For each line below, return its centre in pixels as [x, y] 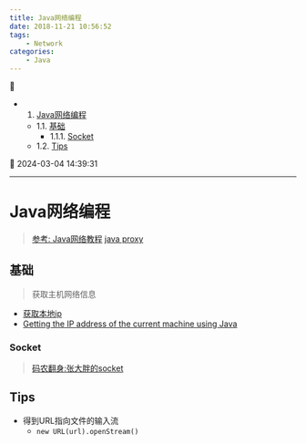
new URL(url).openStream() [87, 431]
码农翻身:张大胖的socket [77, 368]
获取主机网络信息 [64, 294]
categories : [32, 52]
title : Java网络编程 [46, 18]
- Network [45, 43]
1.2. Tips [52, 146]
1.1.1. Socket [71, 136]
